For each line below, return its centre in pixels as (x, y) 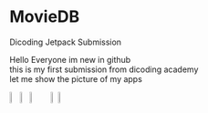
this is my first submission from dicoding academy (104, 69)
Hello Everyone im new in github (70, 59)
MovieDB (45, 17)
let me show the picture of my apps (76, 78)
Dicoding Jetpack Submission (65, 42)
